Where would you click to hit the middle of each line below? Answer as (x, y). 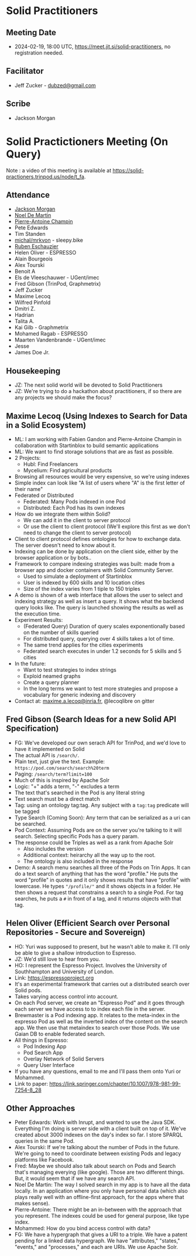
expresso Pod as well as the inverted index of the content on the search (101, 1021)
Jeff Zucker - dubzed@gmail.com (55, 85)
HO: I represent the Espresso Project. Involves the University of (91, 965)
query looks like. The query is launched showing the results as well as (99, 607)
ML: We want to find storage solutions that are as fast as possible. (94, 452)
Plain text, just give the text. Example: (60, 761)
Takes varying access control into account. (66, 996)
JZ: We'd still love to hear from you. (57, 959)
